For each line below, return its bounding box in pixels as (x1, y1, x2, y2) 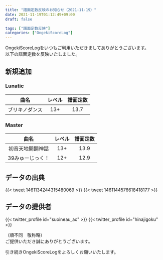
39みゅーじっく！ (8, 155, 50, 162)
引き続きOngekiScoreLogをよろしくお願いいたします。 (5, 249, 119, 255)
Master (5, 121, 24, 128)
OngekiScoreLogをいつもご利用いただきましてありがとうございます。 (5, 45, 149, 51)
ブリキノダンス (8, 106, 43, 113)
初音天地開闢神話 (8, 145, 49, 152)
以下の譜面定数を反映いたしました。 (5, 51, 80, 57)
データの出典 (5, 173, 45, 182)
